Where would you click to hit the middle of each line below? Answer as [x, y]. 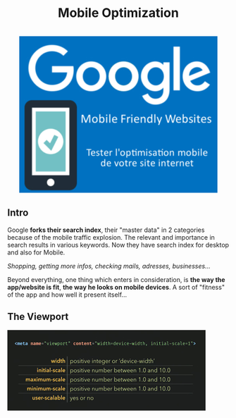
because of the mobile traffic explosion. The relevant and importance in [111, 237]
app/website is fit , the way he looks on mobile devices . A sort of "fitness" [116, 287]
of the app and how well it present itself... [67, 295]
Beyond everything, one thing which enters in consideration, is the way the [116, 279]
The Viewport [38, 317]
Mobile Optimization [118, 13]
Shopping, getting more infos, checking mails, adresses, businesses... [109, 266]
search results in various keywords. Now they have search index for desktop [118, 245]
